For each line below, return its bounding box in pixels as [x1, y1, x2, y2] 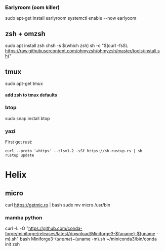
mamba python [5, 214, 42, 221]
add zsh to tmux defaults [5, 92, 58, 98]
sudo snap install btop [5, 115, 50, 121]
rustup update [5, 153, 35, 158]
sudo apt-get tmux [5, 81, 43, 86]
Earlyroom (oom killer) [5, 4, 60, 11]
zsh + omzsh [5, 29, 45, 38]
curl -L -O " [5, 225, 29, 231]
